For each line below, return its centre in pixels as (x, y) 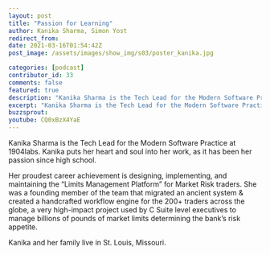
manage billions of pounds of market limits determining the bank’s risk (125, 218)
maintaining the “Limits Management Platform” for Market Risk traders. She (133, 184)
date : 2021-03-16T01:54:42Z (55, 46)
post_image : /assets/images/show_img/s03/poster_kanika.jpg (111, 53)
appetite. (23, 227)
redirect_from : (34, 38)
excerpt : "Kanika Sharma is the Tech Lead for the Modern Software (124, 105)
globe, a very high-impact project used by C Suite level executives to (123, 210)
